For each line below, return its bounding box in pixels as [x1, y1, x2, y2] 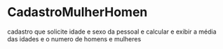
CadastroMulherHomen [7, 4, 148, 20]
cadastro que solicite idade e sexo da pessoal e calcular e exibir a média [7, 27, 217, 36]
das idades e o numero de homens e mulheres [7, 34, 142, 43]
